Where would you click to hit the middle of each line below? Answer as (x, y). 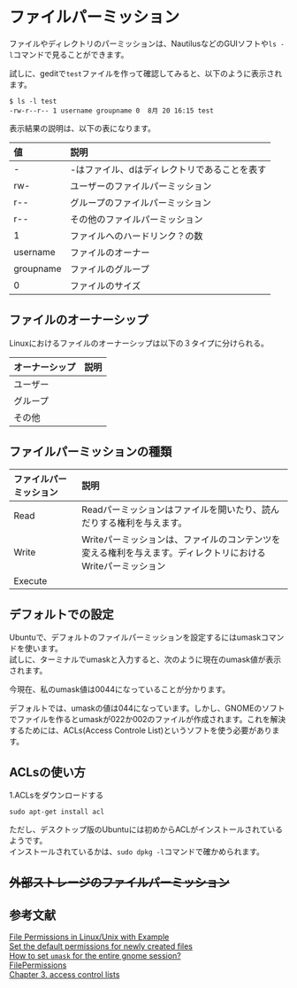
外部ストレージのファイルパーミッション (119, 882)
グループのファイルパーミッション (141, 202)
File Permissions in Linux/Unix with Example (89, 937)
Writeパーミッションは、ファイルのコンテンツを (181, 539)
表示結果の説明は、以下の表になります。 (83, 128)
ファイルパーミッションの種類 (91, 452)
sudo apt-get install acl (57, 812)
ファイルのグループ (110, 268)
